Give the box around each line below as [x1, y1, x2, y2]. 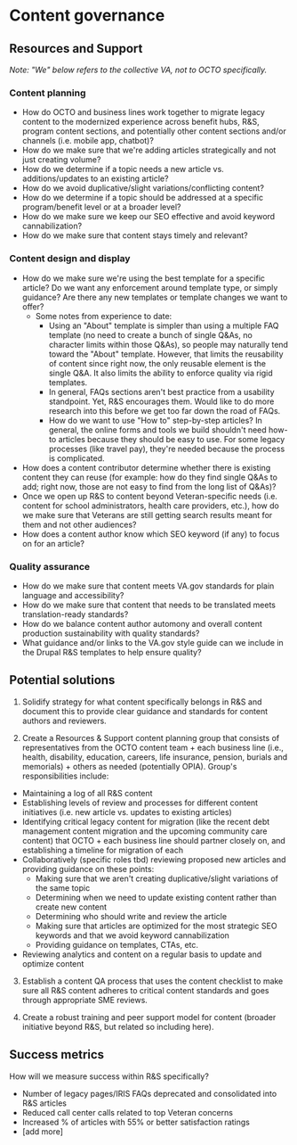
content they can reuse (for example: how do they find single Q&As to [21, 472, 278, 482]
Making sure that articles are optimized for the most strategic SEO [35, 920, 277, 931]
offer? [21, 301, 44, 312]
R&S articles [21, 1098, 68, 1108]
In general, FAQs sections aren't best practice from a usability [48, 386, 275, 397]
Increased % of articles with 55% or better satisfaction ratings [21, 1116, 251, 1127]
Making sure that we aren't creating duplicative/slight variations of [35, 873, 278, 884]
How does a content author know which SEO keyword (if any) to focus [21, 528, 280, 540]
